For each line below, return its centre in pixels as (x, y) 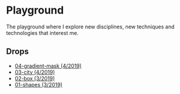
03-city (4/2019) (35, 72)
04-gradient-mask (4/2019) (48, 66)
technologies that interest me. (42, 33)
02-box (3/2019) (35, 78)
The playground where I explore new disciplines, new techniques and (91, 27)
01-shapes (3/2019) (39, 85)
